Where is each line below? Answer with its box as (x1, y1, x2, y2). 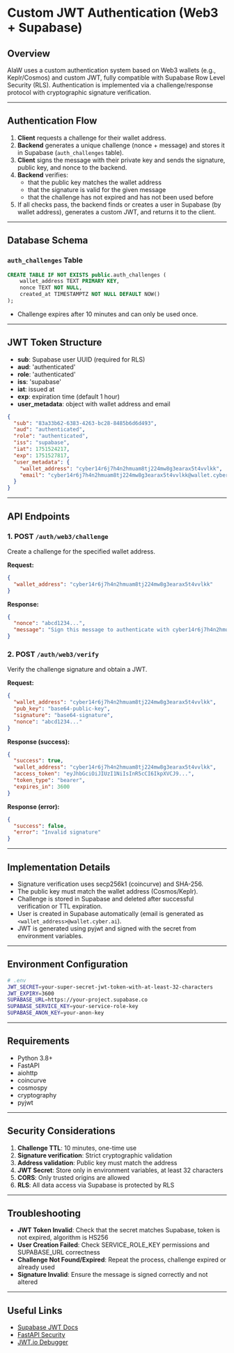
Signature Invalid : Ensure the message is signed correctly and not (17, 1271, 208, 1279)
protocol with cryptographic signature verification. (7, 89, 152, 96)
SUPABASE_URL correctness (17, 1248, 100, 1257)
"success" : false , (13, 822, 68, 829)
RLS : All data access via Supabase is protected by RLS (17, 1181, 175, 1189)
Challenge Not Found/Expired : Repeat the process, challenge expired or (17, 1255, 226, 1264)
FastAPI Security (17, 1331, 65, 1339)
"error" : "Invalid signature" (13, 829, 101, 836)
